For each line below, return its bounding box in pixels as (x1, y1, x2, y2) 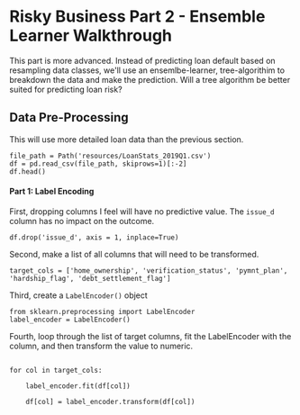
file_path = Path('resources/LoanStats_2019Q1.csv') (9, 151, 212, 160)
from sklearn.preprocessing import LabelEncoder (9, 307, 195, 316)
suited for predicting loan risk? (9, 84, 123, 95)
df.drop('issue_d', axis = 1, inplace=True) (9, 232, 179, 242)
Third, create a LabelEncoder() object (9, 290, 149, 301)
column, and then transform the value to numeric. (9, 340, 194, 351)
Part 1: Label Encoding (9, 186, 95, 197)
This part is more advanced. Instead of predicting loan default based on (9, 55, 277, 66)
